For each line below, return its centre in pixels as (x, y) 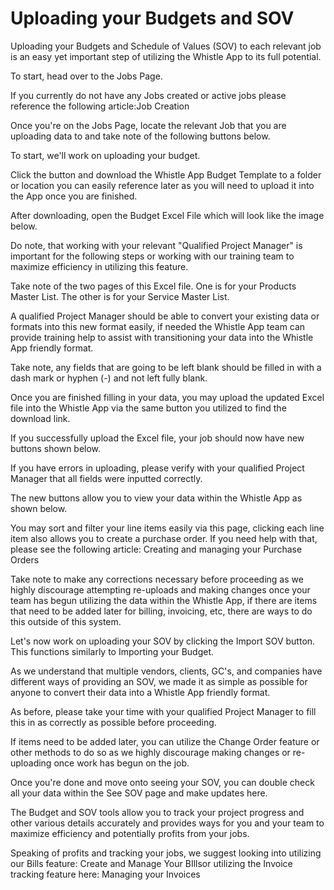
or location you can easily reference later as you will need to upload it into (162, 185)
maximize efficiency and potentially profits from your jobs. (130, 833)
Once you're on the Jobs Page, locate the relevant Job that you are (148, 125)
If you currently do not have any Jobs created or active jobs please (148, 95)
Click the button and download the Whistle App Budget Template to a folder (166, 174)
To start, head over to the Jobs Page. (86, 76)
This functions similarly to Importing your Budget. (112, 651)
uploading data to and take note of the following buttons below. (140, 136)
